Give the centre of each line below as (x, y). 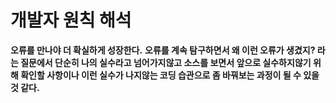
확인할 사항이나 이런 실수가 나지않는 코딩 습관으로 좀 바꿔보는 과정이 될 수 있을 (170, 75)
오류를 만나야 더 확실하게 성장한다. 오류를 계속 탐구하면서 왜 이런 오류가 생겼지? (163, 50)
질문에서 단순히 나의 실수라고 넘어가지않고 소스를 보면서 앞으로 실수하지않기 (166, 62)
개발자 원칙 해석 (71, 20)
